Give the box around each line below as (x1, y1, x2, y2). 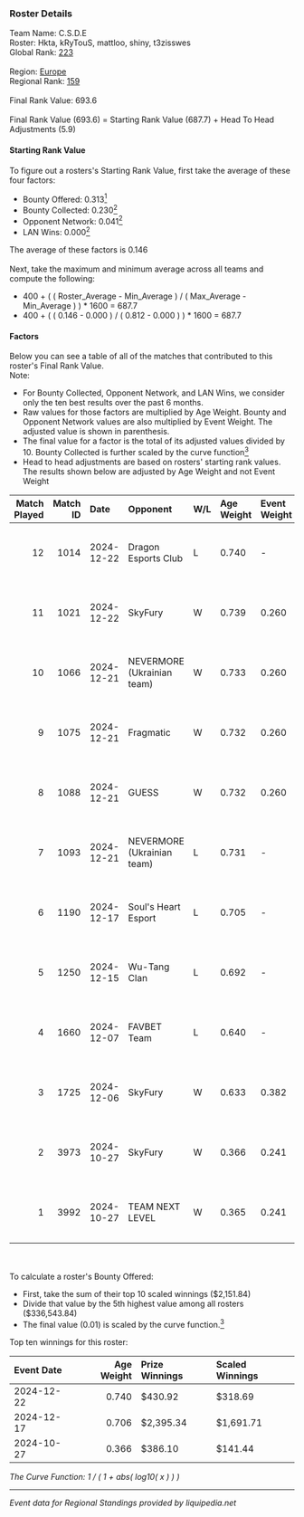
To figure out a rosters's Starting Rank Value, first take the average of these (9, 165, 291, 176)
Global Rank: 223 (9, 47, 74, 58)
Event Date (14, 1363, 62, 1376)
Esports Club (128, 551, 184, 564)
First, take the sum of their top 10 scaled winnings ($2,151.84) (22, 1288, 252, 1299)
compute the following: (9, 273, 95, 284)
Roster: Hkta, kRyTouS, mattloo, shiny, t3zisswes (9, 37, 192, 48)
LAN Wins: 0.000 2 (22, 225, 90, 238)
